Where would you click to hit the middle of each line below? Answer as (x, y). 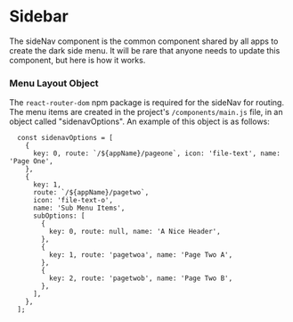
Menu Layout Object (54, 83)
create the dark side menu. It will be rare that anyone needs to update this (145, 50)
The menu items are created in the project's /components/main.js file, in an (146, 112)
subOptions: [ (59, 216)
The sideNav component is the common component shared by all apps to (144, 41)
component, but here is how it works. (77, 60)
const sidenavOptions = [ (65, 138)
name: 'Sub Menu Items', (79, 208)
